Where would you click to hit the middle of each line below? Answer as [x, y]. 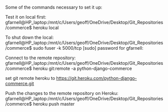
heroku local [46, 28]
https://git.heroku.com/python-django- [97, 78]
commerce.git [20, 83]
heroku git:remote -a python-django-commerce [82, 68]
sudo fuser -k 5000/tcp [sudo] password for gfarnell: [88, 48]
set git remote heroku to [30, 78]
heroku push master [54, 104]
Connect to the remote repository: [41, 58]
